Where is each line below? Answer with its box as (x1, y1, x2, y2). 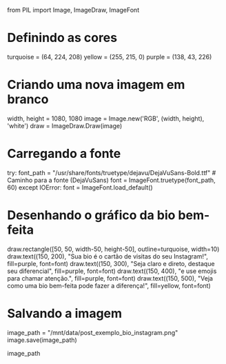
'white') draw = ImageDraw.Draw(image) (7, 121, 123, 130)
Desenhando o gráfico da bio (7, 208, 176, 223)
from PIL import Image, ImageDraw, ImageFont (7, 6, 140, 14)
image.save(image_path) (7, 336, 77, 344)
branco (7, 92, 50, 108)
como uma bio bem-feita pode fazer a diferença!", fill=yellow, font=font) (7, 281, 212, 290)
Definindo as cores (7, 30, 118, 45)
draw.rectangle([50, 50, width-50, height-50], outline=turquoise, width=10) (7, 245, 220, 253)
